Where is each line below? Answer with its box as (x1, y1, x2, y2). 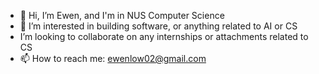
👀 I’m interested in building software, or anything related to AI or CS (19, 20, 298, 32)
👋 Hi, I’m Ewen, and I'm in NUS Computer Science (19, 10, 225, 21)
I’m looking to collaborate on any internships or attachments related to (19, 31, 309, 42)
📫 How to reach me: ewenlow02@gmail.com (19, 53, 207, 64)
